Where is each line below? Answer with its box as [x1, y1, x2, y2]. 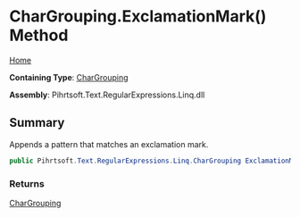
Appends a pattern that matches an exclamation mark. [9, 138, 209, 149]
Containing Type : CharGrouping [9, 71, 129, 82]
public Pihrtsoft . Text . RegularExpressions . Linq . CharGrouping [9, 156, 242, 165]
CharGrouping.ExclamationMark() [9, 6, 267, 27]
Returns [9, 177, 45, 189]
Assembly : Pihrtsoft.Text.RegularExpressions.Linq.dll [9, 89, 205, 100]
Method [9, 25, 69, 46]
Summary [9, 115, 65, 130]
